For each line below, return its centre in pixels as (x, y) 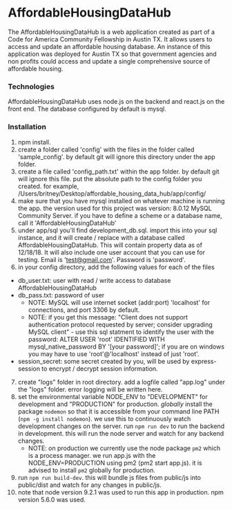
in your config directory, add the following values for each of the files (116, 267)
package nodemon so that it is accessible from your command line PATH (118, 411)
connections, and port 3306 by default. (84, 310)
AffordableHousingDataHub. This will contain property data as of (110, 245)
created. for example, (48, 186)
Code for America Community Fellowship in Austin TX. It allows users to (110, 39)
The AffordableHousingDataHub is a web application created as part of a (112, 32)
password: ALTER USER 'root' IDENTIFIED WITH (96, 339)
